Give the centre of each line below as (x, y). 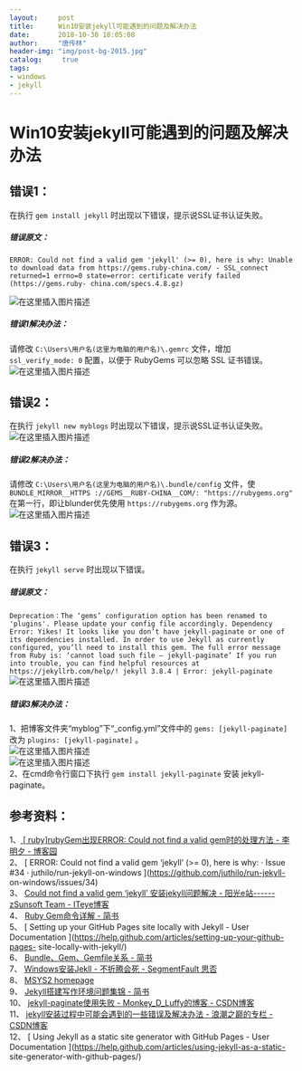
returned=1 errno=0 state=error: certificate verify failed (125, 276)
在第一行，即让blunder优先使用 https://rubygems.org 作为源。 (126, 503)
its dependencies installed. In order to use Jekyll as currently (137, 640)
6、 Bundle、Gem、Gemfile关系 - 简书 (81, 957)
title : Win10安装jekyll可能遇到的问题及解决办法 (103, 26)
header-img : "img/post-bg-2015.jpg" (78, 52)
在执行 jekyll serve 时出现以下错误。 (80, 569)
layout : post (42, 18)
